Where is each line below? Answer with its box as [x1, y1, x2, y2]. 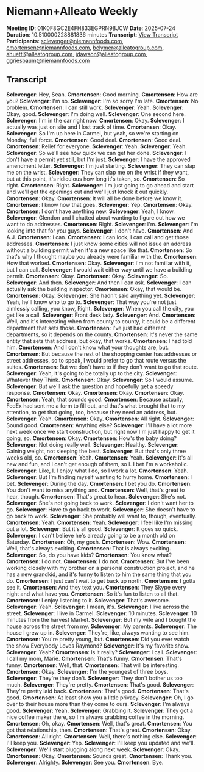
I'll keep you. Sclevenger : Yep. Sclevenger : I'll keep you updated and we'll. [6, 739, 195, 746]
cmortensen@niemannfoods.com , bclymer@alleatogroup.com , [6, 44, 164, 51]
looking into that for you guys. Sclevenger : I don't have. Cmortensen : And [6, 227, 194, 234]
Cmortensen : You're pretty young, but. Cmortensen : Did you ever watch [6, 635, 190, 643]
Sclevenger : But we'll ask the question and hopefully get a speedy [6, 383, 174, 390]
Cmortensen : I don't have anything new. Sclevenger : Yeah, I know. [6, 207, 175, 215]
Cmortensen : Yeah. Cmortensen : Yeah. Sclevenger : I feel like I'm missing [6, 519, 193, 526]
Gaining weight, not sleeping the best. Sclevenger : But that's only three [6, 447, 186, 455]
